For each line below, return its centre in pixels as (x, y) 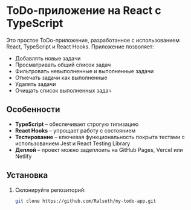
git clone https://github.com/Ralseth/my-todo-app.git (86, 201)
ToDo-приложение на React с (84, 11)
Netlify (23, 156)
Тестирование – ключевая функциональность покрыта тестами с (100, 137)
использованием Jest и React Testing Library (73, 143)
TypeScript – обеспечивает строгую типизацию (77, 124)
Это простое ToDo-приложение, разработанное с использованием (93, 40)
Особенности (33, 110)
